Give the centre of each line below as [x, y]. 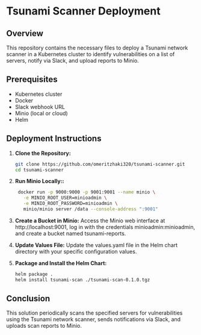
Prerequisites [32, 80]
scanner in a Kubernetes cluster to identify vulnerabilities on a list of [91, 54]
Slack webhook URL [40, 107]
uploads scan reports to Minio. [44, 326]
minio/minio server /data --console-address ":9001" [91, 209]
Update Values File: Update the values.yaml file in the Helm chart [96, 245]
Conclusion [28, 299]
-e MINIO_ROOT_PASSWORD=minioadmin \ [70, 204]
